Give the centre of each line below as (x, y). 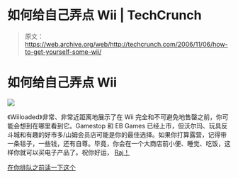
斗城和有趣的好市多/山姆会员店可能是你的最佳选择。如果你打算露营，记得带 (117, 134)
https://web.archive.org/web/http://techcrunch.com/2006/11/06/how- (126, 44)
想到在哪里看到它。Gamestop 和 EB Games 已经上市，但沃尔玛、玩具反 (124, 126)
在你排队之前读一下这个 (41, 167)
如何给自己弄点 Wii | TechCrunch (104, 15)
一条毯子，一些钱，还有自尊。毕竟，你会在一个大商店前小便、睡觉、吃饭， (116, 143)
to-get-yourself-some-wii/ (63, 52)
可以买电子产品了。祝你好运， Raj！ (78, 152)
